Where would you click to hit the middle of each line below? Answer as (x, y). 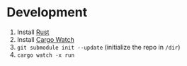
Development (47, 12)
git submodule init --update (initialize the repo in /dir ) (98, 47)
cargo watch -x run (46, 55)
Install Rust (33, 32)
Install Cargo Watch (46, 39)
